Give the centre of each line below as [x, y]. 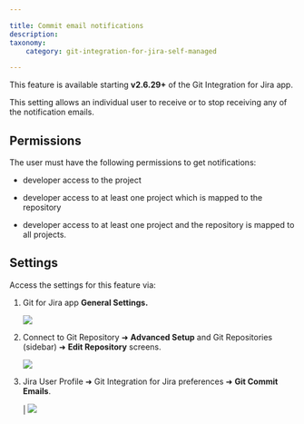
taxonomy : [28, 43]
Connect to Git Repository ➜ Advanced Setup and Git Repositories [147, 337]
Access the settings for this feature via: [83, 285]
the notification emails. [52, 112]
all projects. [44, 235]
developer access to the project [82, 180]
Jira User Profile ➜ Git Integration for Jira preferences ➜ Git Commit [150, 381]
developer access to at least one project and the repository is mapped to [158, 225]
